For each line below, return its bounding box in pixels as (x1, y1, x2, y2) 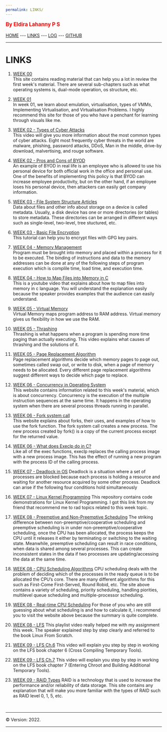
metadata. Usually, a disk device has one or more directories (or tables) (12, 209, 159, 215)
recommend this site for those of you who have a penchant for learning (12, 112, 158, 118)
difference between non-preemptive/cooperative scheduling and (12, 519, 146, 525)
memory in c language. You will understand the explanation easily (12, 285, 147, 291)
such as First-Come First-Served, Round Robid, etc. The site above (12, 581, 150, 587)
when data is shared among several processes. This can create (12, 546, 143, 552)
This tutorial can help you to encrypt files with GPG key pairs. (12, 234, 138, 240)
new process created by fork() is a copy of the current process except (12, 428, 157, 434)
